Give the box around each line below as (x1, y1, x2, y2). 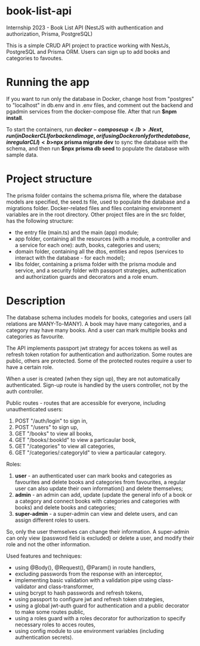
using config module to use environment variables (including (14, 627, 164, 634)
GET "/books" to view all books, (14, 430, 94, 437)
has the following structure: (6, 217, 73, 224)
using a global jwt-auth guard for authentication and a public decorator (14, 602, 189, 609)
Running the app (6, 76, 90, 89)
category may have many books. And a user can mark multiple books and (6, 327, 187, 334)
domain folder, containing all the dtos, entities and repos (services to (14, 248, 184, 255)
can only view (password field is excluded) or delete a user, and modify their (6, 534, 195, 542)
